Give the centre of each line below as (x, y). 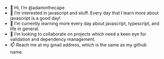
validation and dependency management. (53, 39)
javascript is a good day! (35, 18)
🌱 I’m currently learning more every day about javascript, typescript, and (84, 23)
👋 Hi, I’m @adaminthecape (37, 8)
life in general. (24, 29)
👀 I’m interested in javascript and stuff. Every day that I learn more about (84, 13)
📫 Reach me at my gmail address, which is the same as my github (78, 45)
